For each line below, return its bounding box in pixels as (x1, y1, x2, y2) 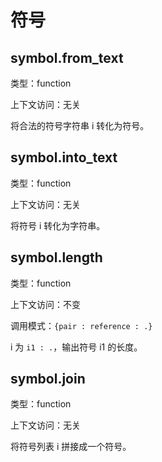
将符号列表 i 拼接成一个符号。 (10, 441, 132, 453)
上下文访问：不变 (10, 298, 81, 310)
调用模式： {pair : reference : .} (10, 319, 153, 331)
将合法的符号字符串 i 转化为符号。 (10, 120, 150, 131)
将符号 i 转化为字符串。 (10, 219, 106, 231)
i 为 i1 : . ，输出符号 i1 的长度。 (10, 341, 143, 353)
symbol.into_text (10, 149, 118, 166)
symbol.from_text (10, 49, 124, 66)
